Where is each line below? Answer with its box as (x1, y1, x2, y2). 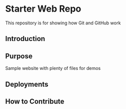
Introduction (5, 34, 46, 43)
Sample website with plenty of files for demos (5, 65, 101, 71)
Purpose (5, 52, 33, 60)
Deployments (5, 80, 49, 89)
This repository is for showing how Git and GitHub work (5, 20, 121, 26)
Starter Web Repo (5, 3, 81, 15)
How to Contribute (5, 97, 65, 105)
